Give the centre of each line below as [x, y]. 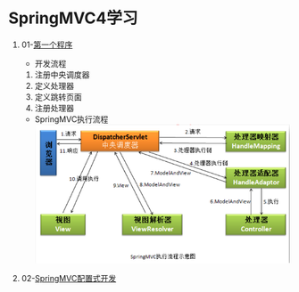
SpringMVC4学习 [73, 18]
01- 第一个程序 [47, 45]
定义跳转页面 [58, 97]
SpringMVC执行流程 [71, 119]
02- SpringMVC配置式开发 [69, 278]
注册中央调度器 [62, 74]
